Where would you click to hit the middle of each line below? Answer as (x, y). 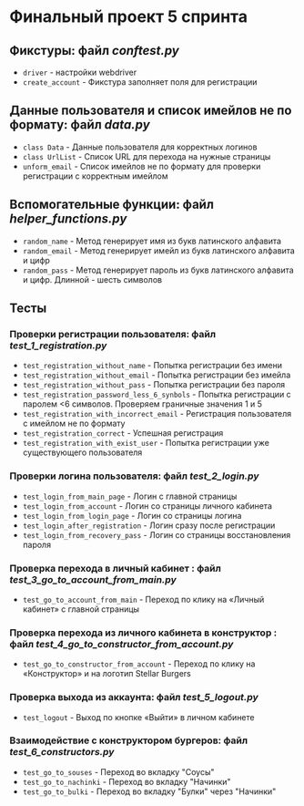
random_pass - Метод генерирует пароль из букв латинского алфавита (158, 270)
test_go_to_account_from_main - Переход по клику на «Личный (143, 599)
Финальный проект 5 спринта (129, 17)
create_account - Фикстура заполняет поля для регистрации (140, 82)
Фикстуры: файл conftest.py (94, 51)
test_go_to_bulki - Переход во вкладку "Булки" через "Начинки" (149, 791)
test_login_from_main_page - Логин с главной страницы (130, 496)
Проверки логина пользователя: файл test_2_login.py (134, 476)
